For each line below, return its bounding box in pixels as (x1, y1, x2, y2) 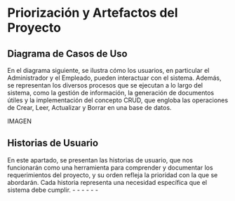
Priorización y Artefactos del (7, 5, 178, 21)
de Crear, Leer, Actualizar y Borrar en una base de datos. (7, 104, 172, 111)
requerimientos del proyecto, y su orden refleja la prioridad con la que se (7, 170, 218, 179)
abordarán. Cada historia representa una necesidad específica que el (7, 178, 208, 186)
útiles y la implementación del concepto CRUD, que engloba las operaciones (7, 96, 229, 104)
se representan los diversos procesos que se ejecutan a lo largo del (7, 81, 203, 89)
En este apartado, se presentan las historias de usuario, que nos (7, 155, 194, 164)
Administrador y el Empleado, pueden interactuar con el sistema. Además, (7, 74, 222, 82)
